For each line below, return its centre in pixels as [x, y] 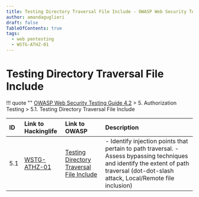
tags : [13, 34]
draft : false [22, 22]
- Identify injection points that [147, 141]
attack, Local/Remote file [140, 178]
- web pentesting [33, 39]
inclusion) [119, 185]
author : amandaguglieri [36, 17]
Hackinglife [41, 131]
